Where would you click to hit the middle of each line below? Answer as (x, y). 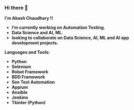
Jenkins (20, 97)
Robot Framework (30, 72)
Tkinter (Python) (29, 103)
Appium (20, 87)
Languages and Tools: (27, 52)
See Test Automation (33, 82)
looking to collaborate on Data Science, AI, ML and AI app (70, 38)
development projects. (35, 43)
